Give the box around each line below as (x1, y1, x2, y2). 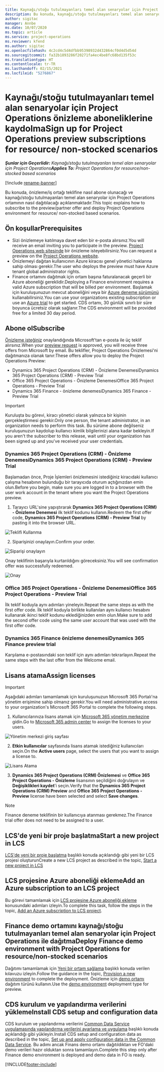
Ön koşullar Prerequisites (5, 224, 82, 233)
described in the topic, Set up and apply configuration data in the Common (5, 1036, 155, 1042)
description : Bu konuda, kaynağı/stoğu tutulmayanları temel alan (5, 12, 143, 17)
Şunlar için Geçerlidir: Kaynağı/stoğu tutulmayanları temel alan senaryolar (5, 160, 156, 166)
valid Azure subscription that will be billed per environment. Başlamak (12, 284, 152, 290)
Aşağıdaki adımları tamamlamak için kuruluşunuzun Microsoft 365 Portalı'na (5, 694, 158, 700)
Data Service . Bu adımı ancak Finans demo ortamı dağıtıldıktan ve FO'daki (5, 1042, 154, 1048)
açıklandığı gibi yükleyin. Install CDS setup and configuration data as (5, 1031, 142, 1037)
